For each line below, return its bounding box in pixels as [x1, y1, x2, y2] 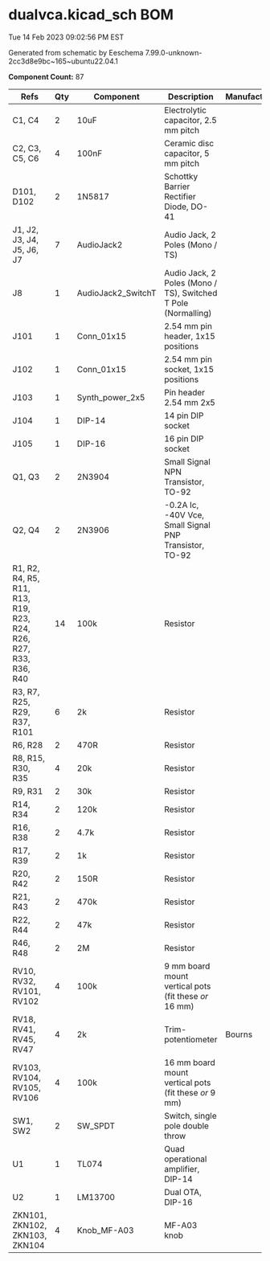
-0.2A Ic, [164, 499, 199, 510]
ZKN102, [12, 1219, 47, 1230]
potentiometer [164, 1034, 218, 1045]
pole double [164, 1120, 209, 1131]
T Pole [164, 297, 189, 309]
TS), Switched [164, 287, 218, 298]
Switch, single [164, 1110, 217, 1121]
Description [167, 91, 215, 102]
